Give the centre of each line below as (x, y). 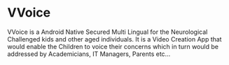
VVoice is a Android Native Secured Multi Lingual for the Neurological (107, 32)
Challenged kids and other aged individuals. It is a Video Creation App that (114, 39)
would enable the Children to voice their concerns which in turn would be (113, 46)
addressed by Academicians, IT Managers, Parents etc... (89, 54)
